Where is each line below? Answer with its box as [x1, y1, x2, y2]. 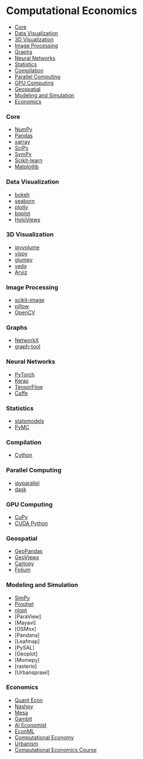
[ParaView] [14, 613, 41, 620]
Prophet [14, 601, 34, 608]
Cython [14, 451, 33, 458]
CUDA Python [14, 519, 48, 527]
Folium [14, 566, 31, 574]
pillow [14, 303, 29, 310]
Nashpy [14, 703, 34, 710]
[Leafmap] [14, 637, 40, 644]
